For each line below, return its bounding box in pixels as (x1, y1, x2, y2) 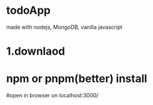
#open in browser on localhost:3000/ (6, 92, 99, 99)
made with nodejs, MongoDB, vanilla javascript (6, 23, 123, 31)
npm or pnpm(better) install (6, 72, 148, 86)
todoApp (6, 4, 51, 17)
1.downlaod (6, 44, 65, 58)
